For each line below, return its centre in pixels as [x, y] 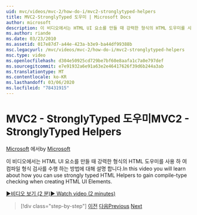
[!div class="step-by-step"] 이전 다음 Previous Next [81, 206]
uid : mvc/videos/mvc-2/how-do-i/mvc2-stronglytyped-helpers [81, 11]
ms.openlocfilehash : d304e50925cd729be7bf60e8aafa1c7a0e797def [85, 61]
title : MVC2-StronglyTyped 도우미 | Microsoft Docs [69, 17]
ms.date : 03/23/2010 [31, 39]
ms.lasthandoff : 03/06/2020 [40, 83]
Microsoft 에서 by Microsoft [38, 149]
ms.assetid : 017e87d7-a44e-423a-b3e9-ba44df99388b [69, 45]
